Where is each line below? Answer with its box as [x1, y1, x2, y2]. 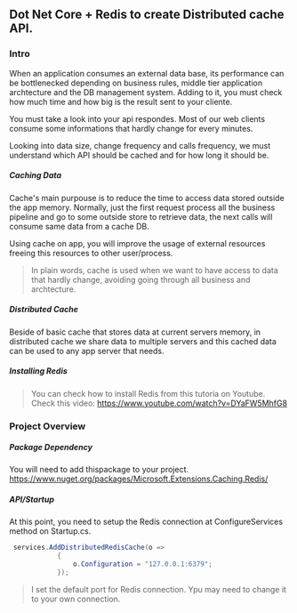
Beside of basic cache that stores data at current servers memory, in [9, 327, 261, 337]
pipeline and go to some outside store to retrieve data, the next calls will [9, 211, 273, 222]
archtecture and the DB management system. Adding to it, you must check [9, 86, 283, 97]
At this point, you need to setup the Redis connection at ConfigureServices [9, 516, 283, 528]
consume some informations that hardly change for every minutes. [9, 123, 253, 133]
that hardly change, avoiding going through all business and [30, 274, 251, 285]
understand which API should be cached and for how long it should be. [9, 149, 269, 160]
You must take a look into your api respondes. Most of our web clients [9, 113, 265, 124]
